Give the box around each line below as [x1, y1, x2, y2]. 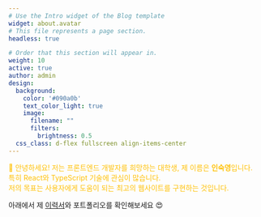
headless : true [8, 34, 60, 43]
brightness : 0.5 [37, 132, 92, 140]
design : [8, 79, 35, 87]
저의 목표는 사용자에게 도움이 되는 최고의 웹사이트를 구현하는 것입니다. [8, 183, 229, 193]
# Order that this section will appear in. [8, 49, 158, 57]
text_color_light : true [23, 102, 104, 110]
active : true [8, 64, 53, 73]
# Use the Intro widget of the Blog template [8, 11, 165, 20]
